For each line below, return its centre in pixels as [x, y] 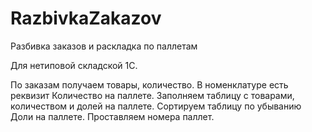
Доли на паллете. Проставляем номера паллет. [112, 116]
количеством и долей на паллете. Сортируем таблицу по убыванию [156, 106]
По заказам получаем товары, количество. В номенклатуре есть [149, 84]
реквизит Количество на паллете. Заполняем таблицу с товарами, [152, 95]
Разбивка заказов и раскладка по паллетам [104, 46]
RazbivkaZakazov [86, 18]
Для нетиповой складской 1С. [74, 65]
